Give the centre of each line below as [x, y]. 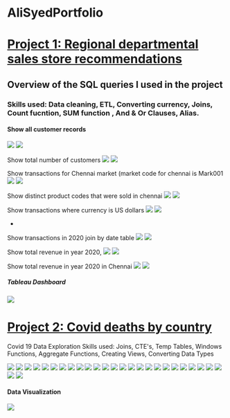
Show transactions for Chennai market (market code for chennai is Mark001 [115, 173]
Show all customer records [47, 129]
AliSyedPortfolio [55, 13]
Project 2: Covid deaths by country [110, 327]
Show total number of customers [54, 160]
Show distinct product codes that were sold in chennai [85, 196]
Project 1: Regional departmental [103, 45]
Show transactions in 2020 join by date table [71, 237]
